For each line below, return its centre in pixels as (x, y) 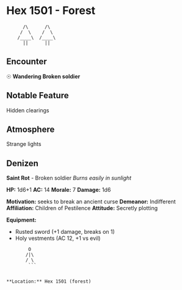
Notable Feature (38, 96)
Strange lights (24, 144)
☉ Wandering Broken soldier (43, 76)
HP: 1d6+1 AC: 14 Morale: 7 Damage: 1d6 (59, 190)
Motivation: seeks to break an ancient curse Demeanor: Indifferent (91, 201)
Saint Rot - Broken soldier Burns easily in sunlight (69, 178)
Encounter (27, 62)
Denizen (22, 163)
